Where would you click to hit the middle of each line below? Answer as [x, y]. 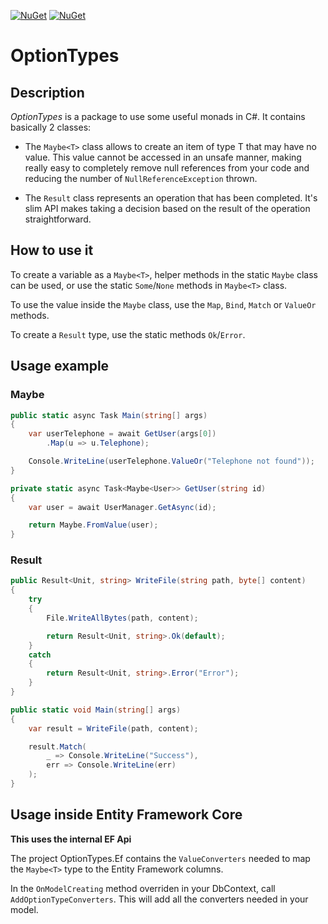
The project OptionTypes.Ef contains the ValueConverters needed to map [160, 858]
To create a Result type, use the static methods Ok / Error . [128, 334]
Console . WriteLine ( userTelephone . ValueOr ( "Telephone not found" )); [171, 461]
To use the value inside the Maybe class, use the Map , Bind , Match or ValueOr [163, 304]
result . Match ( [57, 746]
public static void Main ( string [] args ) [96, 710]
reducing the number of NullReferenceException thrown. [141, 178]
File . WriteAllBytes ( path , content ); [122, 618]
